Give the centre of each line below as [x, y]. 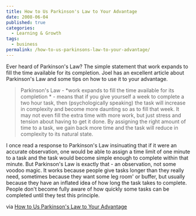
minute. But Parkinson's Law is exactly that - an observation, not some [91, 164]
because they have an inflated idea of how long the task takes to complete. [97, 183]
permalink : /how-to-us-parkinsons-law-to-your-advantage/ [78, 50]
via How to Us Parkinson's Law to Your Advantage [67, 207]
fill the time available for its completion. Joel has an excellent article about [95, 72]
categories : [20, 28]
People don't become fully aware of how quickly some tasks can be [88, 189]
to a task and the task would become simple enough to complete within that [97, 158]
